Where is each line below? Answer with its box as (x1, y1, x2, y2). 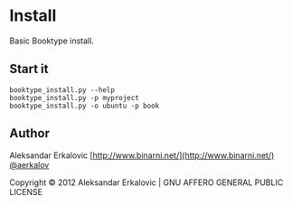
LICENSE (9, 186, 43, 197)
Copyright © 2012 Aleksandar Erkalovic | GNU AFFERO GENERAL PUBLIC (9, 177, 284, 188)
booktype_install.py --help (9, 85, 116, 95)
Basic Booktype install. (9, 35, 95, 46)
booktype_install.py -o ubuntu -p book (9, 101, 160, 110)
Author (9, 126, 50, 141)
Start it (9, 61, 49, 77)
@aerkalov (9, 159, 50, 170)
